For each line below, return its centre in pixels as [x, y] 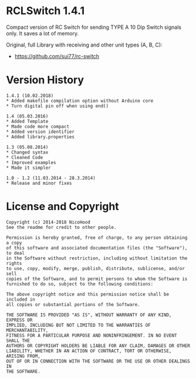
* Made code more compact [38, 127]
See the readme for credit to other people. [61, 227]
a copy [14, 242]
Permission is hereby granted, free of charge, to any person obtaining [97, 237]
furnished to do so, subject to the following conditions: [80, 284]
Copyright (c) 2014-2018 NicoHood [48, 222]
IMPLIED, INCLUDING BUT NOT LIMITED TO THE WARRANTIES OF [78, 325]
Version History [45, 80]
